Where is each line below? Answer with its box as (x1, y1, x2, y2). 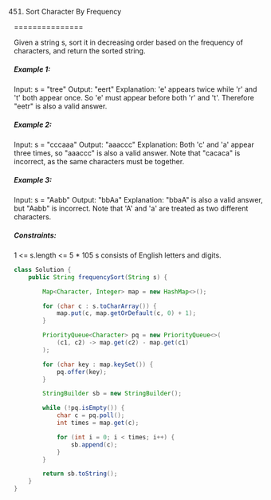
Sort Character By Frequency (25, 7, 122, 16)
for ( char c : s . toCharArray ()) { (42, 302, 157, 310)
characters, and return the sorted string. (14, 46, 146, 55)
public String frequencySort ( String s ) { (28, 273, 167, 281)
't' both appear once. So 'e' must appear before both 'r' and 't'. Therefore (14, 93, 254, 102)
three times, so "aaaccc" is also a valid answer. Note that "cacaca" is (14, 148, 241, 158)
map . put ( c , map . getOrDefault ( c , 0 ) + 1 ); (56, 309, 197, 317)
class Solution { (14, 266, 72, 274)
